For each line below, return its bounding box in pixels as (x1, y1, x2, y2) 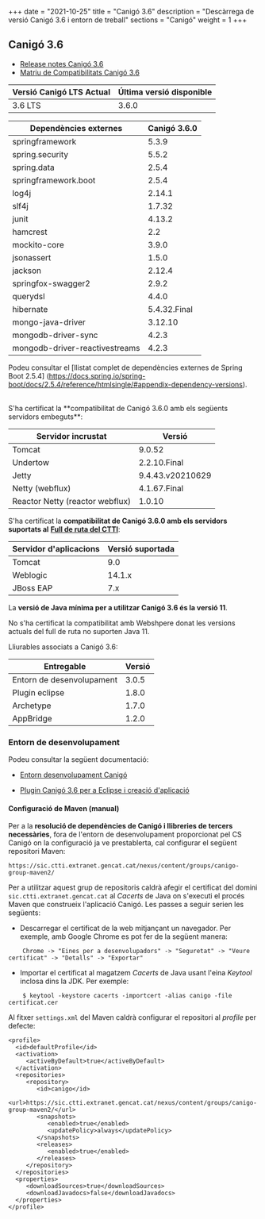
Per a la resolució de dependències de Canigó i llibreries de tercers (8, 821, 233, 831)
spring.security (12, 148, 69, 160)
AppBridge (12, 713, 53, 724)
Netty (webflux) (12, 483, 71, 494)
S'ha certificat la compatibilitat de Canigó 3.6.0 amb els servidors (8, 516, 228, 525)
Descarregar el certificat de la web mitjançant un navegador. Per (19, 924, 232, 933)
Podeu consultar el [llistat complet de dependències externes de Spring (8, 363, 244, 372)
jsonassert (12, 252, 52, 263)
